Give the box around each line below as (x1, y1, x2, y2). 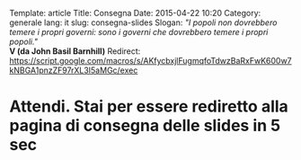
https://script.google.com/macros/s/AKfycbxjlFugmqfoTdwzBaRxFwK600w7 (9, 56, 292, 66)
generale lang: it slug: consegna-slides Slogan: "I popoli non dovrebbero (9, 17, 278, 28)
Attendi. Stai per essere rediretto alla (9, 96, 289, 117)
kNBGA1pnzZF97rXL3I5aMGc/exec (9, 65, 138, 76)
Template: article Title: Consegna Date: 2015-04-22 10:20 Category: (9, 8, 261, 18)
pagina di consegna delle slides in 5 (9, 116, 281, 136)
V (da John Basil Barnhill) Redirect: (9, 46, 141, 57)
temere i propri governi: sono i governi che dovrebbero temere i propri (9, 27, 269, 37)
